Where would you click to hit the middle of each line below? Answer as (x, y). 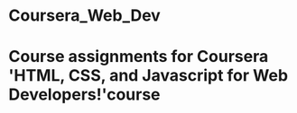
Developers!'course (84, 95)
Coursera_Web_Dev (85, 16)
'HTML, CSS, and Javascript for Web (148, 76)
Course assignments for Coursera (139, 57)
